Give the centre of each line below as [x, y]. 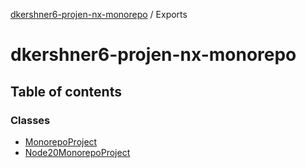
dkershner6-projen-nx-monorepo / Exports [99, 14]
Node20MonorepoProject [77, 152]
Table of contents [66, 91]
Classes [30, 120]
